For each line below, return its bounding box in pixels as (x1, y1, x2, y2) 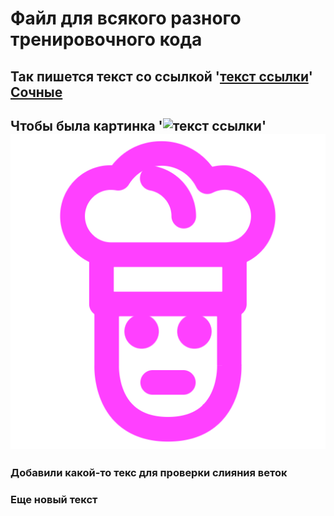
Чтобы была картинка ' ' (10, 117, 267, 134)
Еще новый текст (10, 492, 98, 506)
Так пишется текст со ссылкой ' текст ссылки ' (10, 68, 313, 85)
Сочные (10, 83, 63, 101)
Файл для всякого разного (10, 7, 242, 30)
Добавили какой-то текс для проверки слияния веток (10, 465, 288, 479)
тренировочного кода (10, 28, 203, 51)
